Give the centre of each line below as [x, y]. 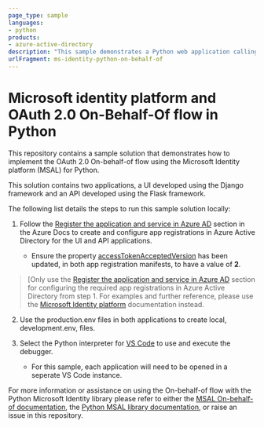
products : [24, 37]
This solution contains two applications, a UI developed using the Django [126, 185]
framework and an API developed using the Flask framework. [107, 193]
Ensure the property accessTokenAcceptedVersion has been [129, 255]
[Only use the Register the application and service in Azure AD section [141, 279]
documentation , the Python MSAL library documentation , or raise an [127, 407]
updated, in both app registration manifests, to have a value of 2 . [136, 264]
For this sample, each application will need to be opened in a [129, 367]
